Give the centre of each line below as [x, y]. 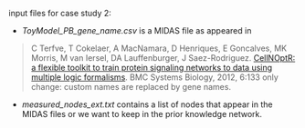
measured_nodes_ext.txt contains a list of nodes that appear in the [147, 104]
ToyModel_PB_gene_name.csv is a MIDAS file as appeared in [137, 30]
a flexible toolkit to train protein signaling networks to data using [152, 68]
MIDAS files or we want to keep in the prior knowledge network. [142, 114]
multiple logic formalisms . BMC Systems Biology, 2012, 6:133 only [155, 77]
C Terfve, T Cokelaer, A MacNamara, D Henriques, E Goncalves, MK [159, 48]
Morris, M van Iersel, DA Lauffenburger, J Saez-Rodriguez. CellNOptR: [163, 58]
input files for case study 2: [60, 13]
